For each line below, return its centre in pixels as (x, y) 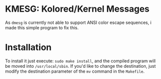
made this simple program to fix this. (42, 27)
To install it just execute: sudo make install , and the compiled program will (80, 61)
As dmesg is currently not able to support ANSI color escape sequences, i (78, 22)
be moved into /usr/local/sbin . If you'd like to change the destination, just (80, 66)
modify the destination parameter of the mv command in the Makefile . (75, 71)
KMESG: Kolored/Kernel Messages (77, 9)
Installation (28, 48)
